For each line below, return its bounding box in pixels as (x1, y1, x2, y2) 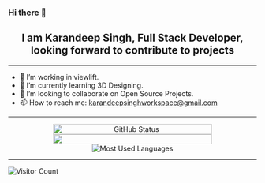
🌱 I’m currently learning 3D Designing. (19, 80, 144, 90)
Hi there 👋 (8, 7, 47, 18)
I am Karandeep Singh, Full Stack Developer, (21, 32, 244, 45)
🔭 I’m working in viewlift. (19, 72, 99, 81)
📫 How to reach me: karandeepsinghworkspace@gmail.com (19, 98, 218, 107)
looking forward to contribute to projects (30, 43, 235, 58)
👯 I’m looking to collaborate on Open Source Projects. (19, 88, 194, 98)
